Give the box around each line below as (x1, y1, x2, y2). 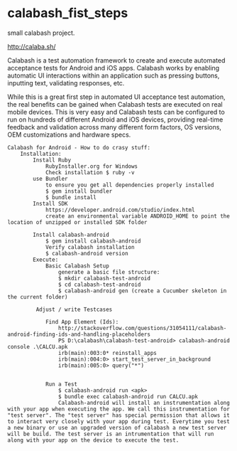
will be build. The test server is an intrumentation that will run (7, 430, 214, 437)
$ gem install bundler (45, 187, 113, 195)
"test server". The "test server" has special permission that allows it (7, 411, 231, 419)
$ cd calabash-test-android (57, 281, 141, 288)
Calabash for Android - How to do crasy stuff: (7, 144, 151, 151)
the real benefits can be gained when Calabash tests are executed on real (7, 100, 223, 108)
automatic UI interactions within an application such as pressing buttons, (7, 71, 220, 80)
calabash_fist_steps (7, 5, 128, 21)
